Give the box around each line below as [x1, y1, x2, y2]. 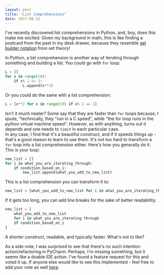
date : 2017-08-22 [5, 16, 41, 21]
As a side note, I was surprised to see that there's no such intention [5, 243, 141, 249]
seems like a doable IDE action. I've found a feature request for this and [5, 253, 149, 260]
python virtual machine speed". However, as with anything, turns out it [5, 121, 146, 126]
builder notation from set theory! [5, 45, 71, 51]
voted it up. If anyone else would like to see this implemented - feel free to [5, 259, 154, 265]
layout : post [5, 7, 32, 12]
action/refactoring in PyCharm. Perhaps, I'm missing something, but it [5, 249, 145, 254]
